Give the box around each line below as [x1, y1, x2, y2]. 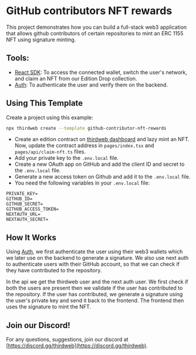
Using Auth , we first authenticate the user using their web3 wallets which [6, 248, 183, 255]
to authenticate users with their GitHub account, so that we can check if [6, 260, 180, 268]
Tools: [6, 53, 29, 63]
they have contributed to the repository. [6, 267, 102, 274]
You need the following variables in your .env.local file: [14, 179, 150, 186]
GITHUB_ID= [6, 196, 33, 202]
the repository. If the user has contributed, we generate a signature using [6, 291, 183, 298]
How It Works [6, 232, 57, 242]
